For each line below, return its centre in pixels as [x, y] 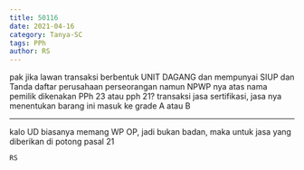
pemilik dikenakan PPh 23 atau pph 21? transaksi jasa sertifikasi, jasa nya [146, 97]
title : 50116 [34, 18]
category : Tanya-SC [46, 34]
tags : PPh [28, 43]
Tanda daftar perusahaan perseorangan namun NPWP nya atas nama [138, 87]
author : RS [30, 52]
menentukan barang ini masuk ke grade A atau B [100, 106]
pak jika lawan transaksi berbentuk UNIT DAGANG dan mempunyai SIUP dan [152, 77]
